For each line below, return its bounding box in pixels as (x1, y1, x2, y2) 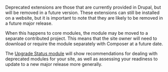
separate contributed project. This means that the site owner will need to (5, 35, 157, 41)
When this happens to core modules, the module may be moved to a (5, 30, 148, 36)
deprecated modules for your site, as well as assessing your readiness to (5, 56, 158, 62)
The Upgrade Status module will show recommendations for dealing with (5, 50, 158, 56)
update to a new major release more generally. (5, 61, 103, 67)
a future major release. (5, 20, 53, 26)
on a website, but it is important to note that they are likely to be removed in (5, 15, 163, 21)
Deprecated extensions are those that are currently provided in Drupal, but (5, 5, 161, 10)
